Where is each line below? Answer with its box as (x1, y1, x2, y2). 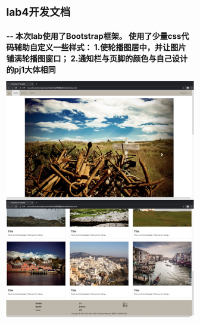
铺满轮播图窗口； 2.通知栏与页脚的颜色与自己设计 (6, 53, 188, 63)
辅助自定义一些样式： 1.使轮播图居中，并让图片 (14, 42, 186, 53)
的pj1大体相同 (6, 64, 56, 75)
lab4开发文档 (6, 5, 71, 19)
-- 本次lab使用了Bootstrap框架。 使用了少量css (6, 31, 182, 41)
